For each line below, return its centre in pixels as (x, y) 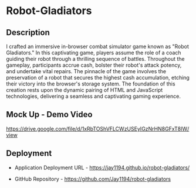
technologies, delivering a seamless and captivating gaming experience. (93, 96)
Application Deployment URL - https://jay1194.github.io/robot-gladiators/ (102, 168)
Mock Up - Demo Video (49, 114)
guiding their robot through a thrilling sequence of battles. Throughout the (95, 59)
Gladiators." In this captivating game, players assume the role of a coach (94, 53)
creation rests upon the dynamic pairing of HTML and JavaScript (85, 90)
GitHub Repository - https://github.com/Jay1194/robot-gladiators (93, 179)
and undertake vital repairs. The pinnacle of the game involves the (86, 71)
